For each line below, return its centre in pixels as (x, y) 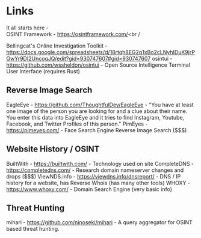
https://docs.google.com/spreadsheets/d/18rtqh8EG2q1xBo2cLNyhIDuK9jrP (101, 52)
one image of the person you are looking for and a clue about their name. (97, 111)
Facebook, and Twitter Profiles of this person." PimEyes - (77, 124)
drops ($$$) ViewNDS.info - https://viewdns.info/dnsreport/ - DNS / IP (94, 176)
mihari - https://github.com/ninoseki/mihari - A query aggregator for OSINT (99, 222)
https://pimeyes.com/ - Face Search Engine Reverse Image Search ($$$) (97, 130)
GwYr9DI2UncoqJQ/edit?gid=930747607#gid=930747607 (79, 58)
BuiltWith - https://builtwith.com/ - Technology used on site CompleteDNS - (100, 163)
